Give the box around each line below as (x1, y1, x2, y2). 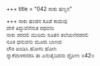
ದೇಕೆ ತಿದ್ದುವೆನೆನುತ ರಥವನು (6, 24, 55, 31)
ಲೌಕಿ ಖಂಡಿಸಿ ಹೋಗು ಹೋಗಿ (6, 45, 57, 52)
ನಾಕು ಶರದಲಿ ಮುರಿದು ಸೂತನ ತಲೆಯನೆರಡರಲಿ (6, 31, 89, 38)
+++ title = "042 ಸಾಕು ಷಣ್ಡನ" (6, 5, 73, 12)
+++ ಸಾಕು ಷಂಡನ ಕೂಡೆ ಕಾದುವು (6, 18, 68, 24)
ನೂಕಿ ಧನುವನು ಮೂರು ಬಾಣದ (6, 38, 62, 45)
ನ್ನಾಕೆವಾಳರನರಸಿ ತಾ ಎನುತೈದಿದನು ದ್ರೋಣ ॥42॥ (6, 52, 95, 59)
